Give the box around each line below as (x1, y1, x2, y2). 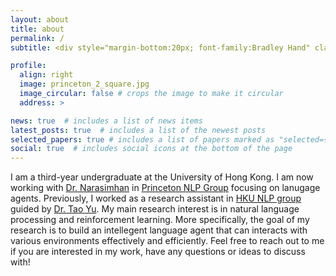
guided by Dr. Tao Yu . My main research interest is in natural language (10, 203, 300, 215)
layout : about (10, 14, 70, 25)
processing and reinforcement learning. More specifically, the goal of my (10, 214, 310, 226)
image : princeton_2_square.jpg (19, 79, 150, 90)
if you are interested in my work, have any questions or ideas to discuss (10, 246, 306, 258)
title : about (10, 24, 65, 34)
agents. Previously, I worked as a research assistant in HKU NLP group (10, 192, 302, 205)
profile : (10, 61, 47, 71)
